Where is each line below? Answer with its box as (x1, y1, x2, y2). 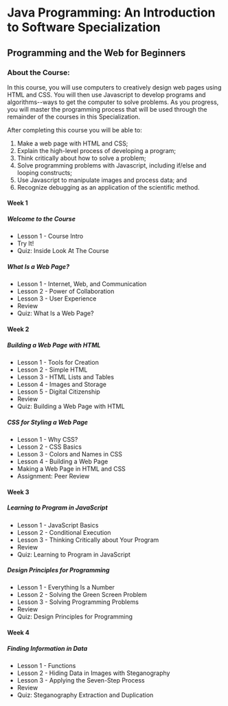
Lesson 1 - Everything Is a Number (16, 583, 115, 592)
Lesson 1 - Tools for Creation (16, 358, 100, 366)
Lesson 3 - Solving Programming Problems (16, 598, 139, 606)
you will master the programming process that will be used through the (7, 105, 207, 113)
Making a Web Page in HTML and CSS (16, 464, 126, 473)
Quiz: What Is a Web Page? (16, 309, 94, 318)
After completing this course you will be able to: (7, 125, 142, 134)
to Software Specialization (7, 19, 161, 35)
